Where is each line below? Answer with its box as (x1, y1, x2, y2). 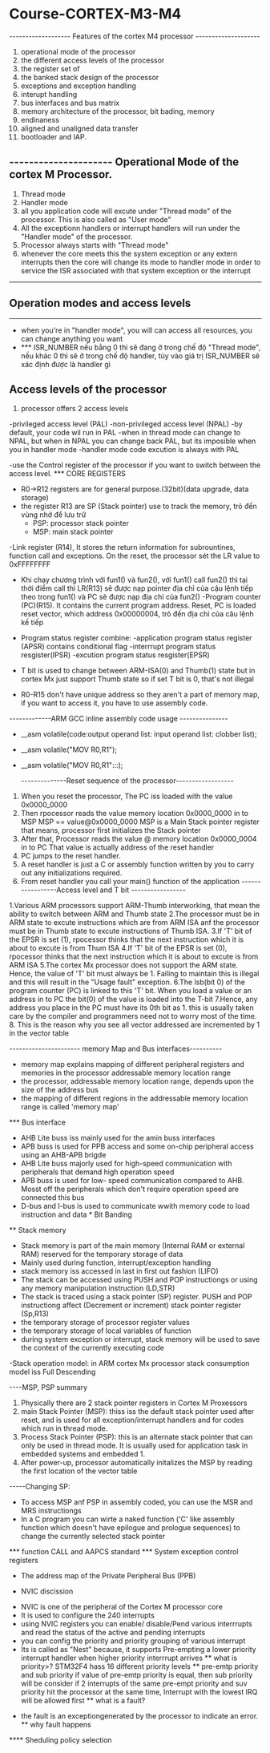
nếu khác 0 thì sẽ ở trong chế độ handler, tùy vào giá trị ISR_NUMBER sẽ (20, 350, 260, 361)
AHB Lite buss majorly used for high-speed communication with (20, 1159, 232, 1169)
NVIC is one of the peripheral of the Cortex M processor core (20, 1602, 224, 1612)
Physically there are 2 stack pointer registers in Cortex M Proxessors (20, 1398, 248, 1408)
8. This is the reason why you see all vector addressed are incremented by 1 (9, 1020, 260, 1030)
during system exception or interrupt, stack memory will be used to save (20, 1335, 260, 1344)
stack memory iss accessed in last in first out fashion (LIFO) (20, 1266, 219, 1276)
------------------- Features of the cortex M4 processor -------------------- (9, 31, 260, 41)
